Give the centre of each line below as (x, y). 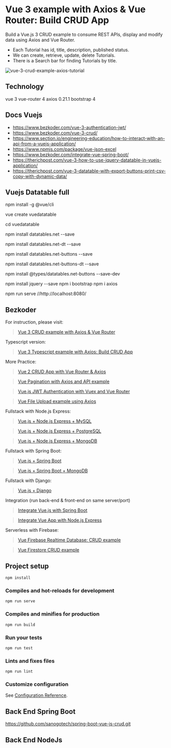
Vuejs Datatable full (38, 192)
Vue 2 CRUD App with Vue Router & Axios (62, 372)
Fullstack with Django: (29, 481)
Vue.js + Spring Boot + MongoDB (53, 471)
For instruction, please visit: (34, 322)
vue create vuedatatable (31, 214)
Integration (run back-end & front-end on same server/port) (68, 501)
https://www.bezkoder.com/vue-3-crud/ (55, 133)
